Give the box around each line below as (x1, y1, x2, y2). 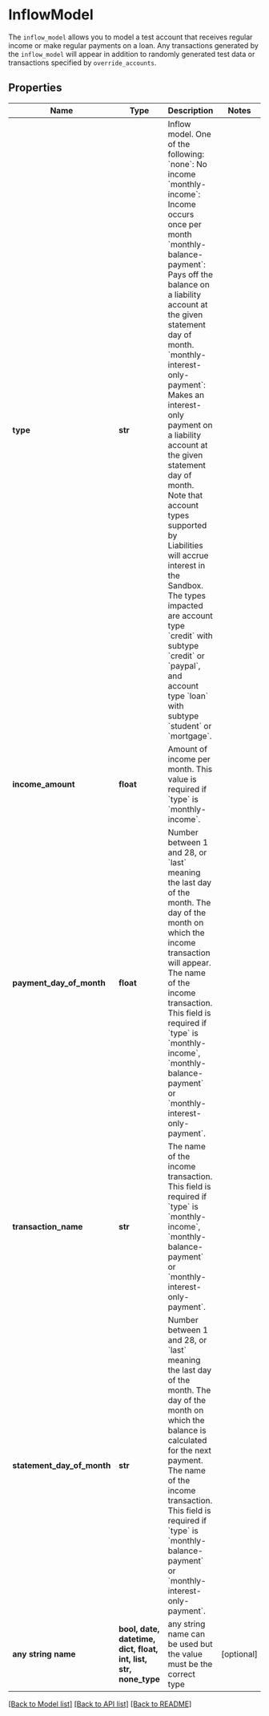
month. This (167, 763, 213, 775)
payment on (167, 419, 213, 430)
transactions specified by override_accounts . (8, 58, 157, 67)
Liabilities (167, 539, 203, 551)
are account (167, 610, 214, 621)
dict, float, (118, 1643, 159, 1654)
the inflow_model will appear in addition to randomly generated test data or (8, 49, 255, 59)
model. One (167, 128, 211, 140)
